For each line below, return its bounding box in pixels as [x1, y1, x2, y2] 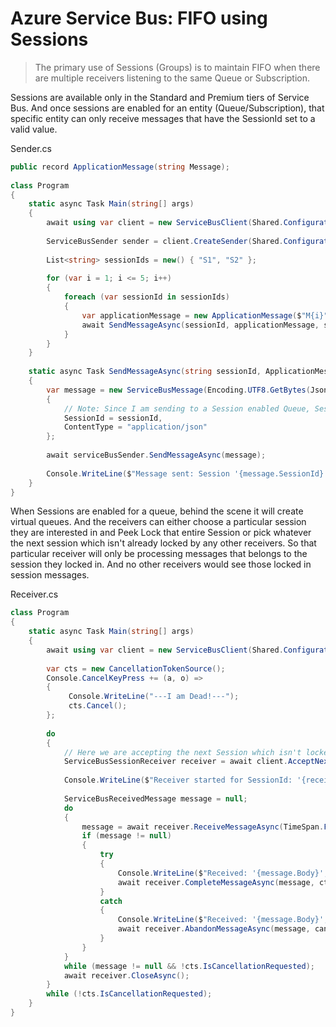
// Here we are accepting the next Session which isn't [63, 747, 302, 757]
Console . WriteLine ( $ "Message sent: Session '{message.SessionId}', [46, 468, 333, 479]
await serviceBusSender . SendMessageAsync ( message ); [46, 450, 267, 461]
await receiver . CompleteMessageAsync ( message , [117, 877, 315, 887]
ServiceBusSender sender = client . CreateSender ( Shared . [46, 236, 284, 246]
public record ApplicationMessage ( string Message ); [10, 162, 230, 172]
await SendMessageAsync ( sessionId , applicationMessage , [81, 320, 320, 330]
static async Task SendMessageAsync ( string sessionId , [28, 367, 262, 377]
